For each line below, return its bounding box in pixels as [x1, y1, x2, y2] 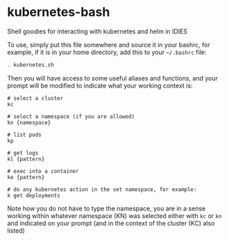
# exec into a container [7, 167, 79, 174]
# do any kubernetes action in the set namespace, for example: [7, 185, 197, 193]
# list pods [7, 131, 42, 138]
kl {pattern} [7, 156, 45, 163]
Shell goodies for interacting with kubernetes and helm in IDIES [7, 27, 187, 35]
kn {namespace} [7, 119, 51, 126]
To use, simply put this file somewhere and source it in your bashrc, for [7, 40, 210, 49]
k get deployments [7, 192, 60, 199]
